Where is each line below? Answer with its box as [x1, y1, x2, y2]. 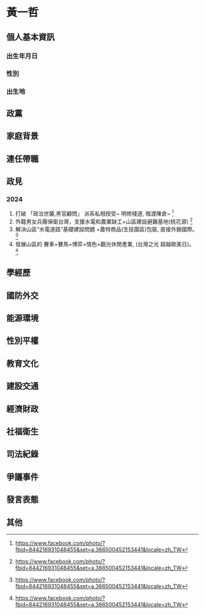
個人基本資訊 [6, 32, 55, 42]
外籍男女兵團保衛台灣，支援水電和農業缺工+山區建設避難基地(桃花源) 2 [15, 216, 193, 225]
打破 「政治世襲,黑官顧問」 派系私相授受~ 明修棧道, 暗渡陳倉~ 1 [15, 209, 174, 217]
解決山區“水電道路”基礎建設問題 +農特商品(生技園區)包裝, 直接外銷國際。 [15, 225, 198, 233]
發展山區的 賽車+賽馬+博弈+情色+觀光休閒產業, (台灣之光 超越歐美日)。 [15, 241, 195, 248]
